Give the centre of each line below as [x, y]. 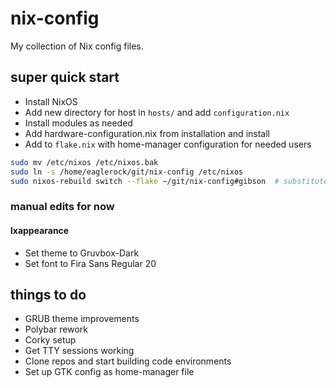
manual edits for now [62, 207]
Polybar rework [56, 329]
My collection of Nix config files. [77, 46]
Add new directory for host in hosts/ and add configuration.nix [157, 112]
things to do [48, 294]
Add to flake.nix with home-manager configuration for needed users [168, 144]
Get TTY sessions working [79, 351]
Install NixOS [51, 101]
